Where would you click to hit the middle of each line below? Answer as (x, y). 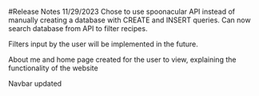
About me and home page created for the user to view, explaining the (122, 60)
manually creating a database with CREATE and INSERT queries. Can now (129, 20)
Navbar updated (35, 84)
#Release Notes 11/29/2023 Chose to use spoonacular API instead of (122, 12)
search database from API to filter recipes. (78, 28)
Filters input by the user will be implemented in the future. (103, 44)
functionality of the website (53, 68)
